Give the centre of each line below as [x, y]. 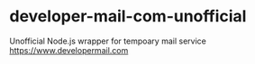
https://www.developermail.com [69, 50]
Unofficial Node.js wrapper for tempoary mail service [108, 41]
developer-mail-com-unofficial [128, 16]
